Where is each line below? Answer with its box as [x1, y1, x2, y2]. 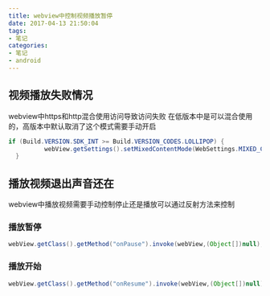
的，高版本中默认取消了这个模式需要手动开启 [8, 121, 157, 131]
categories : [8, 42, 48, 50]
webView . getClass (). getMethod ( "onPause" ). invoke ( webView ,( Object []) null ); [8, 240, 264, 249]
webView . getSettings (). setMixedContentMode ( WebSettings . [43, 145, 239, 153]
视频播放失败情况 [8, 88, 93, 102]
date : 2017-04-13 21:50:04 [8, 19, 99, 27]
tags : [8, 27, 27, 35]
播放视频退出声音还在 [8, 176, 114, 190]
